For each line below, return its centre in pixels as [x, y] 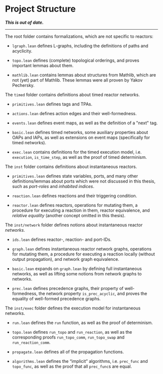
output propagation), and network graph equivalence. [66, 259]
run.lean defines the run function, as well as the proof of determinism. [82, 323]
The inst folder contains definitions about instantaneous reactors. [71, 167]
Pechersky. [23, 85]
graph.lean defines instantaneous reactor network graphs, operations [82, 249]
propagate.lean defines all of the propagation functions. [68, 352]
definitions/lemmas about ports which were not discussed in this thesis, [84, 181]
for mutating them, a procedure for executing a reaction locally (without [83, 254]
